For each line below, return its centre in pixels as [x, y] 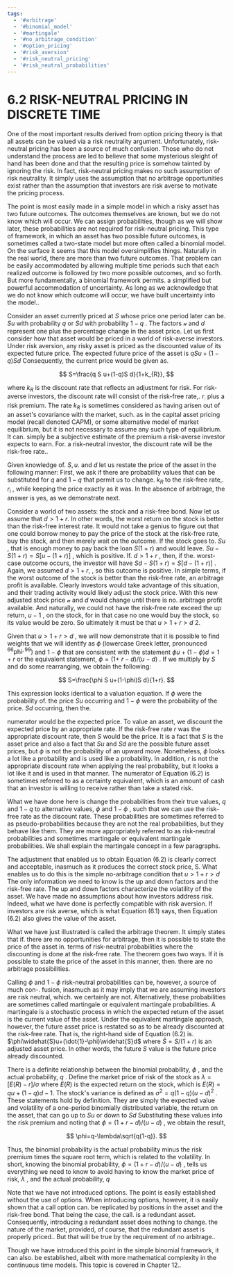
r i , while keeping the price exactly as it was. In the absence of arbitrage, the [116, 489]
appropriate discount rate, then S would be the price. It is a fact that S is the [115, 737]
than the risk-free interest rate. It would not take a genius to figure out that [113, 526]
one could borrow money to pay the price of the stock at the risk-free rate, [113, 533]
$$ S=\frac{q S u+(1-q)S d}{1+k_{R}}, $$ [116, 374]
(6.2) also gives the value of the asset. [62, 919]
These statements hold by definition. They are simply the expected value [111, 1100]
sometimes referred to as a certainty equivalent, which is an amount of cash [116, 781]
